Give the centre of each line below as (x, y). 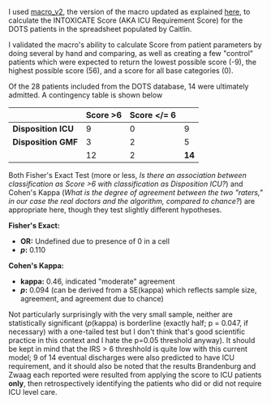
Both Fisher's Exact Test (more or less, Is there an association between (128, 175)
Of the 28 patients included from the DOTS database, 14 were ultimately (129, 86)
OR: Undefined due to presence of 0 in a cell (95, 241)
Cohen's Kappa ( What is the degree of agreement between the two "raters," (136, 193)
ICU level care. (33, 392)
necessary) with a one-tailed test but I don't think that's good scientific (127, 331)
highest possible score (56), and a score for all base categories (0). (121, 71)
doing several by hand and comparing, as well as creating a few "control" (131, 53)
